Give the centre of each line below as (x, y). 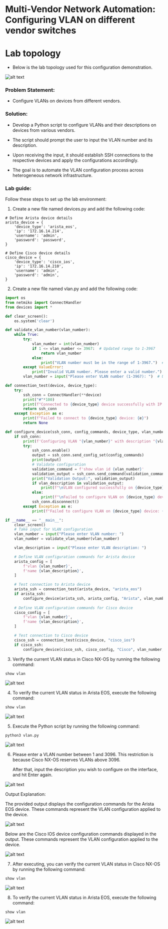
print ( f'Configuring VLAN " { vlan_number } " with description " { (90, 441)
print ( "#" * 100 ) (39, 399)
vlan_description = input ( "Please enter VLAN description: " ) (80, 548)
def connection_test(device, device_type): (51, 386)
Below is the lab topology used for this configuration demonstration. (82, 67)
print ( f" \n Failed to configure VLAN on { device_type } (98, 497)
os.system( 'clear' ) (34, 321)
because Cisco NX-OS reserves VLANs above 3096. (66, 760)
